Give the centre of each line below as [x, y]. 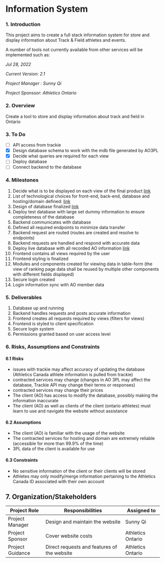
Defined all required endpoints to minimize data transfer [69, 227]
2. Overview [20, 105]
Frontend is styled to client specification [53, 323]
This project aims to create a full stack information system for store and [78, 35]
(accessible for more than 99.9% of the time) [58, 444]
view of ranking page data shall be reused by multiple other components [86, 269]
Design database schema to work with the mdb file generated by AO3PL [85, 151]
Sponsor [18, 539]
